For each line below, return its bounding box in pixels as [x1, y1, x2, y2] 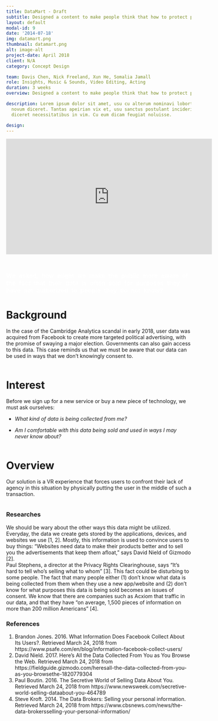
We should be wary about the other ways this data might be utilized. [6, 524, 171, 531]
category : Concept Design [6, 63, 69, 69]
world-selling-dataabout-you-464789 [14, 689, 106, 696]
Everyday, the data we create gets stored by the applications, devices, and [6, 530, 187, 537]
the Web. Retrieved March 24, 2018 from [14, 658, 113, 665]
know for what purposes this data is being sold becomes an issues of [6, 586, 175, 593]
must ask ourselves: [6, 404, 55, 411]
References [6, 619, 40, 628]
